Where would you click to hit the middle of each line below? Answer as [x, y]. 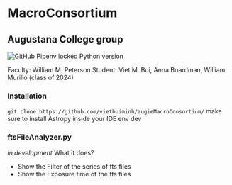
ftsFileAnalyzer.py [40, 138]
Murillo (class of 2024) [41, 77]
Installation [27, 96]
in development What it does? [51, 152]
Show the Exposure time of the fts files [74, 174]
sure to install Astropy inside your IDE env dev [74, 119]
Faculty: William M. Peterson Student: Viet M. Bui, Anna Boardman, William [116, 70]
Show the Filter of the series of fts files [74, 166]
